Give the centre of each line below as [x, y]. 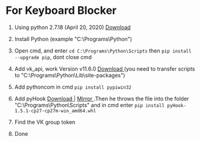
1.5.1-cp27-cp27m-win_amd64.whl [55, 111]
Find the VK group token [45, 122]
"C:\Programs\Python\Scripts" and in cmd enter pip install [89, 105]
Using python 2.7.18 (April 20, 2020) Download [72, 27]
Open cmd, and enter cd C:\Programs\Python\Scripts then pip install [103, 50]
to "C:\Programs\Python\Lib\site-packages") [70, 75]
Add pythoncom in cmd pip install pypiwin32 [73, 87]
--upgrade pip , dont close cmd [53, 57]
